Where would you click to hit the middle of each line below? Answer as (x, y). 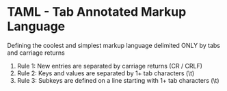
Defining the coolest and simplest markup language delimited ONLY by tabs (114, 45)
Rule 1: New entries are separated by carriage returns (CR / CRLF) (110, 66)
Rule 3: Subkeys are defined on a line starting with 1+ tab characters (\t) (118, 80)
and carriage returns (36, 53)
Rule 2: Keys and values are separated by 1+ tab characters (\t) (106, 73)
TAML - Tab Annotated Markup (97, 12)
